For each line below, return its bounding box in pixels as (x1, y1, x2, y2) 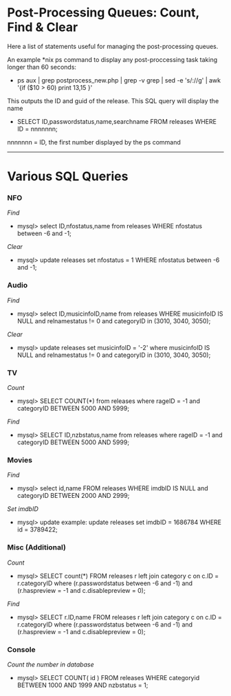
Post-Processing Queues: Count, (7, 5, 199, 21)
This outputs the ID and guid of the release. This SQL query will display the (7, 96, 219, 105)
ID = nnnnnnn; (16, 124, 58, 133)
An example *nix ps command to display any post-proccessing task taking (7, 55, 218, 63)
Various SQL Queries (7, 168, 129, 184)
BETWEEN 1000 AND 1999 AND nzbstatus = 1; (16, 681, 148, 689)
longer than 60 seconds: (7, 63, 77, 71)
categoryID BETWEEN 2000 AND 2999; (16, 492, 130, 500)
